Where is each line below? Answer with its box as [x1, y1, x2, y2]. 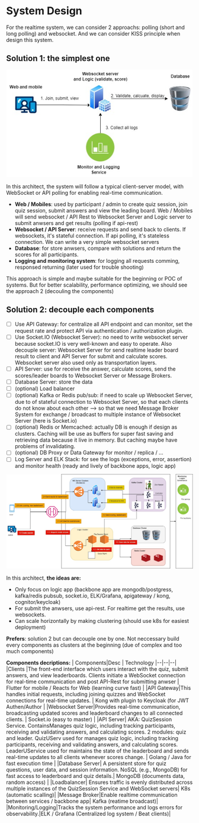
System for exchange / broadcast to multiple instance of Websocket [14, 411, 181, 418]
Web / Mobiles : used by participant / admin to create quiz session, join [14, 201, 188, 208]
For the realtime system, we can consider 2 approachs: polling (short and [6, 24, 185, 31]
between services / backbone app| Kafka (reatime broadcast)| [6, 798, 159, 805]
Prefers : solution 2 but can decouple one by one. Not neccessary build [6, 635, 179, 642]
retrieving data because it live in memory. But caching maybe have [14, 436, 178, 443]
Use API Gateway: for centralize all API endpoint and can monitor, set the [14, 320, 193, 327]
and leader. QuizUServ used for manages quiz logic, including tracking [6, 734, 179, 741]
